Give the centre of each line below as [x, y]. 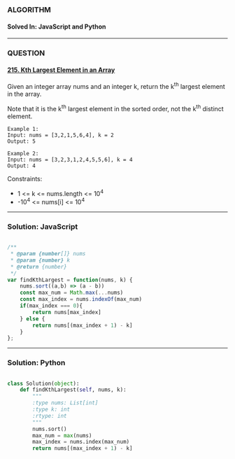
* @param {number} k [40, 260]
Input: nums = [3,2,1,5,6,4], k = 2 [60, 135]
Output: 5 [22, 141]
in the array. [24, 94]
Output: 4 [22, 166]
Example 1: [23, 129]
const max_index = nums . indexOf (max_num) [81, 299]
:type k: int [51, 410]
